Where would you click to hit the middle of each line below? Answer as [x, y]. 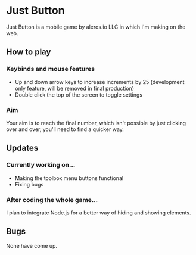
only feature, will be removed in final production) [74, 88]
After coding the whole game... [52, 200]
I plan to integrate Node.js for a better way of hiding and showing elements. [99, 213]
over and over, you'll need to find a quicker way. [65, 129]
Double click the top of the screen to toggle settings [79, 94]
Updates [22, 148]
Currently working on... [41, 165]
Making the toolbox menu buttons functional [69, 178]
